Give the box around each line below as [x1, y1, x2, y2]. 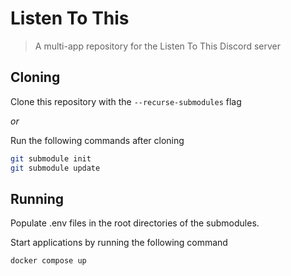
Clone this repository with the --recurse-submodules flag [10, 95, 242, 107]
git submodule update [10, 163, 101, 173]
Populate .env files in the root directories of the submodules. [10, 217, 260, 229]
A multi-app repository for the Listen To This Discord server [34, 40, 282, 52]
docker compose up [10, 256, 87, 266]
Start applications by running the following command [10, 237, 228, 249]
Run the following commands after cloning [10, 134, 185, 146]
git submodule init [10, 153, 92, 164]
